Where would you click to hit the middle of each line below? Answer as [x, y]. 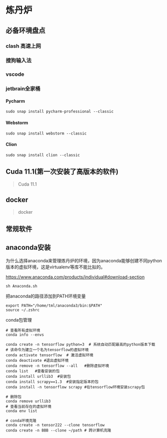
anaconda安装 [28, 248]
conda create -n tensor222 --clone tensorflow [55, 425]
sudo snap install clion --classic [43, 155]
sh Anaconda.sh [22, 286]
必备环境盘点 [26, 30]
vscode [15, 74]
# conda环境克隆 [21, 420]
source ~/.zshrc [23, 310]
